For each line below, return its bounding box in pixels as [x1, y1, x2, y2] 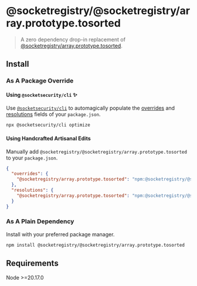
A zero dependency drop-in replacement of [20, 36, 126, 43]
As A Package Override [6, 77, 74, 85]
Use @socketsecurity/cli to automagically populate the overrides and [6, 104, 175, 112]
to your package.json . [6, 154, 58, 161]
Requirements [6, 258, 59, 268]
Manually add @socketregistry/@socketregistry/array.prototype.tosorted [6, 148, 188, 155]
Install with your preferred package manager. [6, 230, 115, 238]
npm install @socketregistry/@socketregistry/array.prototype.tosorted [6, 242, 185, 248]
